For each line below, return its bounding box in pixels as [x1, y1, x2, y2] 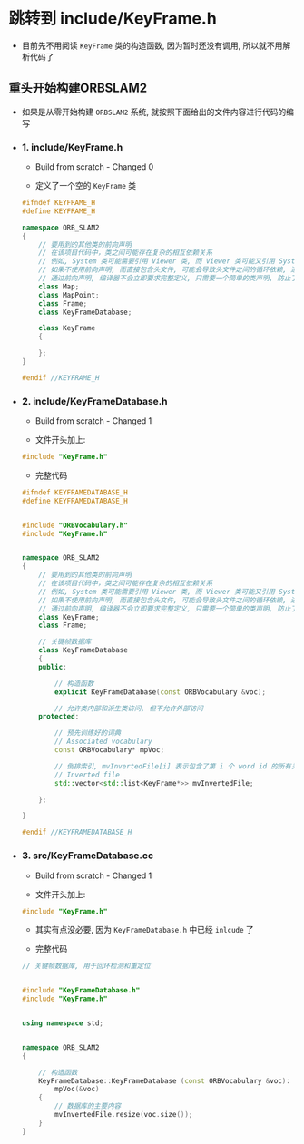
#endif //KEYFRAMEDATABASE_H [21, 827, 132, 837]
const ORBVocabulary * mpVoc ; [54, 746, 165, 755]
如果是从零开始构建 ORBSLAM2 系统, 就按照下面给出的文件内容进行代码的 [21, 106, 287, 117]
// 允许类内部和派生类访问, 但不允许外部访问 [54, 704, 203, 713]
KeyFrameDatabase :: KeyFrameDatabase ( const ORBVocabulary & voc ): [38, 1076, 291, 1085]
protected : [38, 712, 80, 721]
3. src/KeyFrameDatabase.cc [21, 849, 154, 862]
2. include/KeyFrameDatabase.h [21, 395, 168, 407]
